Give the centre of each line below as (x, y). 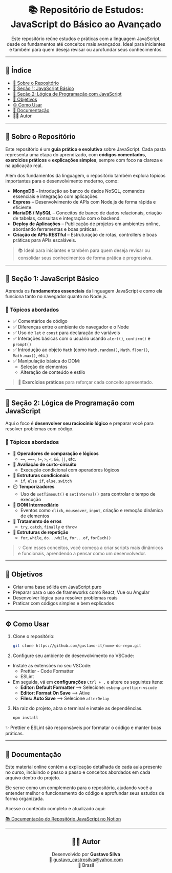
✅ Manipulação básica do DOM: (46, 361)
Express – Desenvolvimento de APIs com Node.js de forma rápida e (84, 202)
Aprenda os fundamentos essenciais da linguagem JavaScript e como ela (84, 291)
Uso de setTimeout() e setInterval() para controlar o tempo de (88, 494)
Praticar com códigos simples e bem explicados (63, 603)
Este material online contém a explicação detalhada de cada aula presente (84, 767)
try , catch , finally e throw (48, 526)
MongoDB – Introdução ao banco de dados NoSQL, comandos (79, 191)
